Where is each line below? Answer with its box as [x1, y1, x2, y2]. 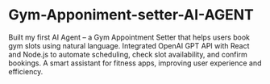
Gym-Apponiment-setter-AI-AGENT [8, 6, 254, 24]
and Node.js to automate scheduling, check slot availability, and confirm [8, 49, 247, 59]
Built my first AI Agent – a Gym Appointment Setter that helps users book [8, 32, 250, 42]
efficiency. [8, 66, 44, 76]
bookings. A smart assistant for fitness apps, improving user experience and [8, 58, 262, 68]
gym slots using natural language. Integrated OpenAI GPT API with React [8, 40, 250, 50]
